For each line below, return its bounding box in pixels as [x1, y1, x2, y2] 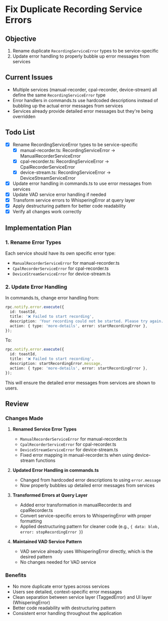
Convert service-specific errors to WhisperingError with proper [20, 513, 151, 519]
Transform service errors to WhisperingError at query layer [12, 197, 135, 203]
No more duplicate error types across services [12, 583, 110, 589]
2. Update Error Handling [5, 283, 67, 290]
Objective [5, 34, 37, 43]
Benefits [5, 572, 27, 579]
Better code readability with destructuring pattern [12, 605, 116, 611]
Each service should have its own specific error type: [5, 250, 116, 256]
